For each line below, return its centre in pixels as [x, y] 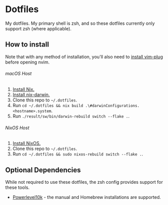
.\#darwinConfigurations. [112, 106]
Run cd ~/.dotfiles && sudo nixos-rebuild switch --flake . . [78, 154]
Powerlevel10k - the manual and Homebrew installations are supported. [87, 197]
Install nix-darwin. [31, 94]
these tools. [17, 187]
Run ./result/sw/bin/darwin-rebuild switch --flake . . [71, 116]
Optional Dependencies [43, 170]
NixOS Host [17, 128]
